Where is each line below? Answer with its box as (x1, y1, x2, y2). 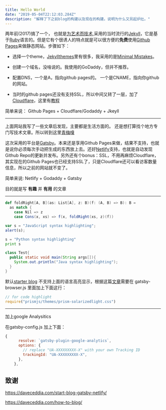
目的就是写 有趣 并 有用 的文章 (5, 186, 67, 192)
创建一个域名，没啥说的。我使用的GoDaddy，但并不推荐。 (12, 64, 131, 70)
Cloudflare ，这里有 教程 (12, 98, 60, 104)
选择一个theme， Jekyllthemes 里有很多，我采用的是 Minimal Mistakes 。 (12, 54, 157, 59)
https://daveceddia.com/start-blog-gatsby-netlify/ (5, 390, 107, 396)
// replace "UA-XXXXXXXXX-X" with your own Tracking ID (23, 348, 140, 352)
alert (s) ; (5, 228, 26, 233)
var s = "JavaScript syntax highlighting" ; (5, 223, 96, 228)
